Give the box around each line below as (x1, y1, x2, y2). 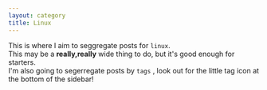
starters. (8, 57, 36, 67)
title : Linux (8, 19, 52, 27)
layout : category (8, 11, 66, 20)
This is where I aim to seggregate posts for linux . (8, 40, 171, 50)
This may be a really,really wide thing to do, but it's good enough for (8, 49, 235, 58)
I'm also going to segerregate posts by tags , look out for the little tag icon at (8, 66, 260, 75)
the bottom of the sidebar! (8, 74, 94, 84)
